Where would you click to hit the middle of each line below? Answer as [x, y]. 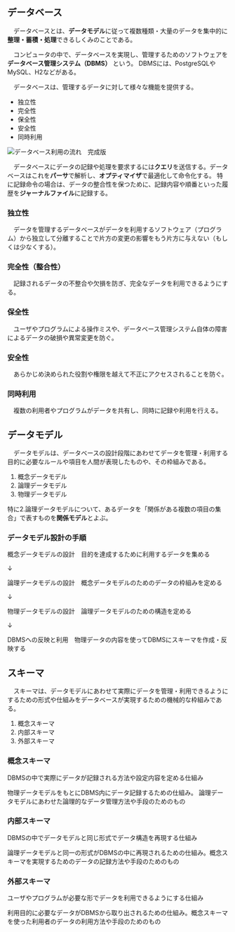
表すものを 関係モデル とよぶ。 [69, 518]
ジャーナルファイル [47, 193]
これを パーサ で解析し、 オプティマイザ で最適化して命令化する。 [123, 175]
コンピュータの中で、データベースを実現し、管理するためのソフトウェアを [120, 54]
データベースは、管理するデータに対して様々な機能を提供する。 [105, 87]
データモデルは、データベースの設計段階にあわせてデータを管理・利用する [121, 453]
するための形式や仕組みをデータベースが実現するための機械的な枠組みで [112, 700]
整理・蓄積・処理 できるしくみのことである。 [72, 39]
